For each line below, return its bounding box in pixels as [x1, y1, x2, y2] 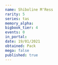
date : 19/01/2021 [5, 39, 40, 44]
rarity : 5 [5, 12, 25, 17]
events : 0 [5, 30, 25, 35]
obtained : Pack [5, 43, 36, 48]
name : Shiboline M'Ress [5, 7, 54, 12]
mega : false [5, 48, 29, 53]
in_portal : [5, 35, 27, 40]
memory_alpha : [5, 21, 34, 26]
